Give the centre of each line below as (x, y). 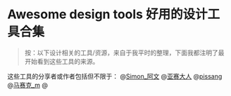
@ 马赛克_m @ (27, 85)
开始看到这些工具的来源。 (62, 61)
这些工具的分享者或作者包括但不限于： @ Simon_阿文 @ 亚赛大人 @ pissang (115, 76)
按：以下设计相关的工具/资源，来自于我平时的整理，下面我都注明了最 (124, 53)
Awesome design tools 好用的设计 (107, 14)
